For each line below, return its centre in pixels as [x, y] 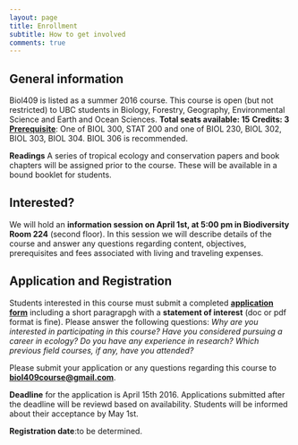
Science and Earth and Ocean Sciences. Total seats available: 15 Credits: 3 [149, 120]
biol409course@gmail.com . [63, 377]
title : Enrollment [43, 26]
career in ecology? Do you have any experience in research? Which [134, 340]
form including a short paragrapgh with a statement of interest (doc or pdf [148, 312]
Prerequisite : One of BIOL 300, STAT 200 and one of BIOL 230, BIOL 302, [145, 129]
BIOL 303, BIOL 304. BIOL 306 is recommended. [98, 139]
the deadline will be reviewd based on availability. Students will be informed [149, 404]
